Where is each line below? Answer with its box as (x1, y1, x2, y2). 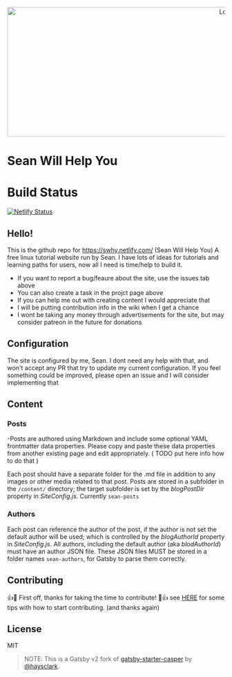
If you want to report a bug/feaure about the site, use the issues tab (17, 274, 210, 282)
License (7, 623, 42, 635)
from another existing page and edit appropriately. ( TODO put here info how (7, 449, 224, 458)
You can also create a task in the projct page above (17, 288, 164, 296)
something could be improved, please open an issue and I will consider (7, 371, 209, 379)
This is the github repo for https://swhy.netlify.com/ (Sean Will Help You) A (7, 245, 220, 254)
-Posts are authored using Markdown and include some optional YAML (7, 435, 209, 443)
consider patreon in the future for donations (17, 318, 142, 326)
